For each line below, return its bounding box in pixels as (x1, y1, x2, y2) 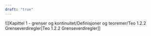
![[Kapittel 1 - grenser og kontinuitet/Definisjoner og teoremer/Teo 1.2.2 (5, 20, 146, 26)
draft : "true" (5, 7, 34, 12)
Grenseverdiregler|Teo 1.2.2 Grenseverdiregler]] (5, 25, 101, 31)
